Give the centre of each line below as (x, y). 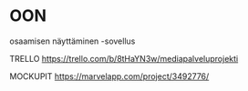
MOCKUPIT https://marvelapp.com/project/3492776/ (109, 76)
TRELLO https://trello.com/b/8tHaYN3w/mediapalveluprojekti (124, 58)
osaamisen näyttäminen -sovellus (72, 41)
